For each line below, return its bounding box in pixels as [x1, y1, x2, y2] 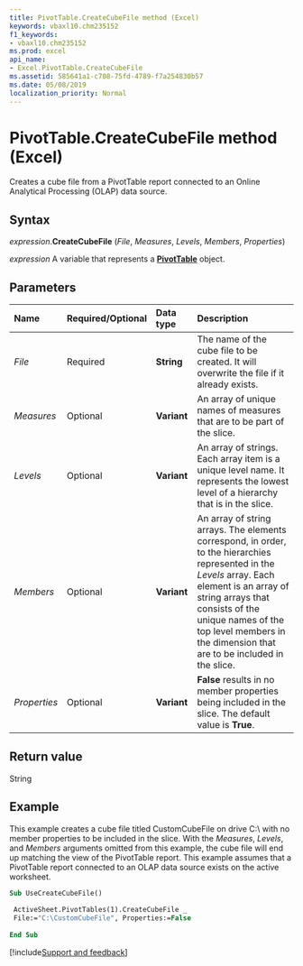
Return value [9, 750, 83, 765]
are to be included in [197, 648, 284, 660]
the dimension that [197, 637, 277, 649]
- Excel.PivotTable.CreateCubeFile [9, 64, 143, 73]
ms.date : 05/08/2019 [9, 80, 87, 89]
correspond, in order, [197, 535, 287, 547]
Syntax [9, 212, 50, 227]
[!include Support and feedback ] [9, 946, 128, 957]
